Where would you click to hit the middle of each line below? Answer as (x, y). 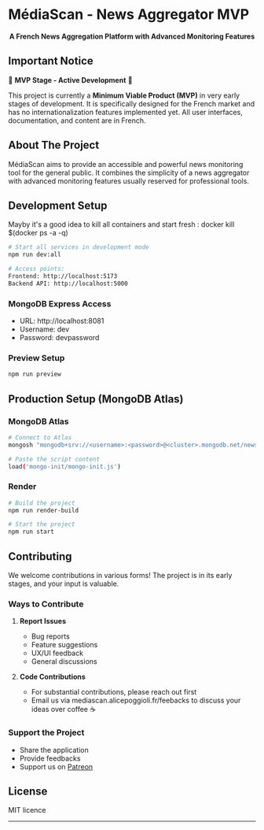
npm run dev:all (35, 255)
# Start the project (42, 524)
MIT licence (27, 810)
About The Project (54, 145)
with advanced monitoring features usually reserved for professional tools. (129, 181)
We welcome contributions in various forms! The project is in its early (120, 576)
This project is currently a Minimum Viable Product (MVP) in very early (124, 95)
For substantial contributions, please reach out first (114, 692)
